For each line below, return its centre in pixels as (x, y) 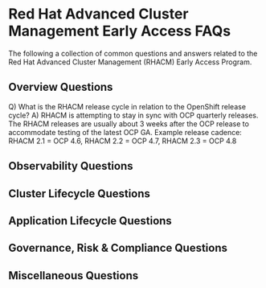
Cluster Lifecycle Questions (80, 193)
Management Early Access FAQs (120, 31)
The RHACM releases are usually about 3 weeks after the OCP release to (129, 123)
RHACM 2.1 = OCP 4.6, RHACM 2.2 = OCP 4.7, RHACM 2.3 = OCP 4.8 (123, 141)
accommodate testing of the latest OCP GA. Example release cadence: (125, 132)
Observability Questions (71, 166)
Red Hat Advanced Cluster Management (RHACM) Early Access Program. (130, 62)
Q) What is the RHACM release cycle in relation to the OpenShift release (127, 106)
